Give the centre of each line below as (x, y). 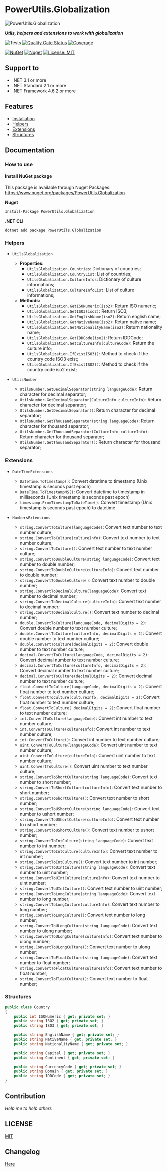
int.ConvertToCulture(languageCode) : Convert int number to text (86, 718)
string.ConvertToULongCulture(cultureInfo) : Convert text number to (91, 936)
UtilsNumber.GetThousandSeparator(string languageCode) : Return (87, 421)
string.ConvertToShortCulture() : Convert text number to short (84, 798)
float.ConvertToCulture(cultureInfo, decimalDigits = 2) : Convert (89, 697)
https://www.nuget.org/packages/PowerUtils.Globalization (65, 193)
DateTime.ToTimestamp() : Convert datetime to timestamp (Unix (83, 481)
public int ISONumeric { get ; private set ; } (62, 1016)
